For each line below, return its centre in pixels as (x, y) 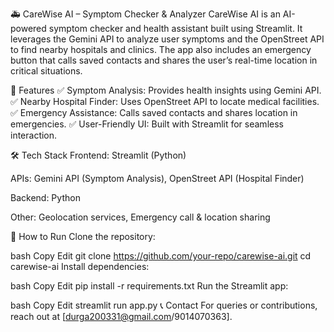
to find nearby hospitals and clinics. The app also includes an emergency (161, 49)
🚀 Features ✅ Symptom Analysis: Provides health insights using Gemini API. (166, 90)
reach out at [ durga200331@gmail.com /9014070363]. (121, 316)
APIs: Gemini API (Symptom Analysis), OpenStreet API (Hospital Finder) (157, 178)
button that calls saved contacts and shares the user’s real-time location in (164, 60)
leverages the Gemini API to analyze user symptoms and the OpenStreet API (167, 39)
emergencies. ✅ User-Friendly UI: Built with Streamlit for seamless (147, 124)
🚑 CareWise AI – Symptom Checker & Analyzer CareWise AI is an (145, 14)
